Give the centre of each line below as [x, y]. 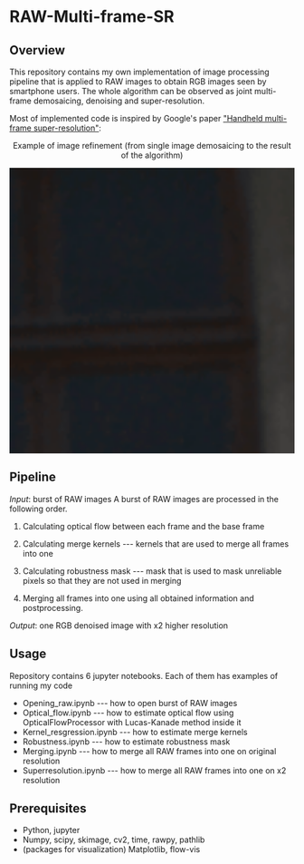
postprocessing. [52, 607]
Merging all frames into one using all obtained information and [138, 598]
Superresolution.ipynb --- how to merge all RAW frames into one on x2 [154, 770]
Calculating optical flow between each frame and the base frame [143, 526]
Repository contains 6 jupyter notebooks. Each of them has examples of [144, 675]
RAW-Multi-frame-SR [92, 17]
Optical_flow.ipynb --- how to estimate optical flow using [128, 713]
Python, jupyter [51, 830]
